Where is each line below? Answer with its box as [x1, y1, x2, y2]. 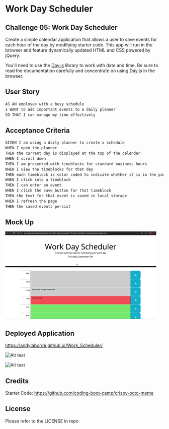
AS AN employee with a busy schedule [5, 101, 84, 106]
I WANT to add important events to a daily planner [5, 107, 116, 112]
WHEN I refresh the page [5, 199, 57, 204]
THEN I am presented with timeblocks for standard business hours [5, 161, 147, 166]
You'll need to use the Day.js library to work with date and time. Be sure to [5, 63, 158, 68]
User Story [5, 88, 40, 96]
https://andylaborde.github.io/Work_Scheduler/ [5, 342, 103, 348]
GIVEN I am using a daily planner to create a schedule [5, 140, 125, 145]
